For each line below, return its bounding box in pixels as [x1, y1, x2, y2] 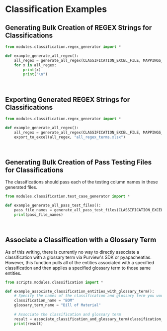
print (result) [14, 321, 43, 326]
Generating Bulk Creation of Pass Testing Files [5, 158, 152, 166]
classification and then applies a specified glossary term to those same [5, 265, 151, 271]
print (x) [23, 67, 41, 72]
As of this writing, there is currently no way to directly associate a [5, 249, 140, 255]
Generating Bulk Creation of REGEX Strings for [5, 23, 152, 32]
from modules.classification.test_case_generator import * [5, 194, 130, 199]
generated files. [5, 184, 37, 190]
